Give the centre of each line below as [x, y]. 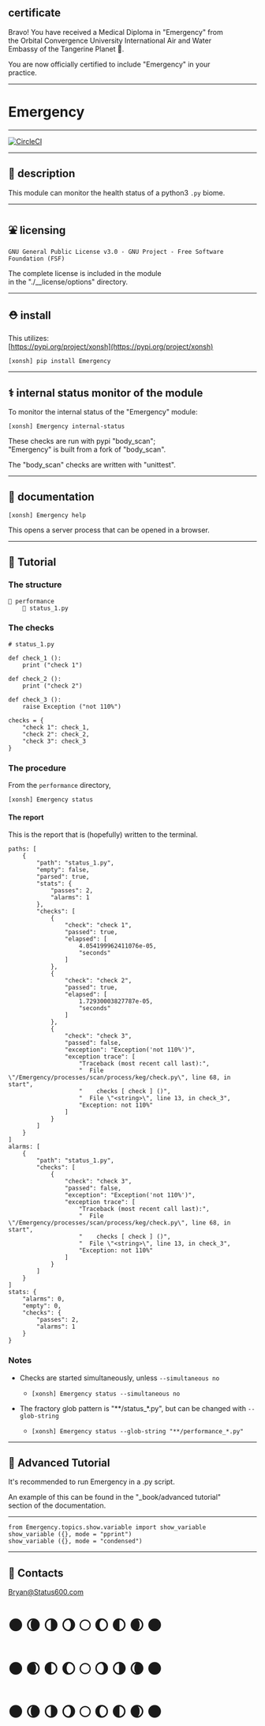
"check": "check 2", [98, 981]
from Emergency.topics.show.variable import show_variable [107, 1527]
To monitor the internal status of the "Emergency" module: [103, 412]
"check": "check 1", [98, 925]
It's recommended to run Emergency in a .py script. [91, 1482]
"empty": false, [63, 870]
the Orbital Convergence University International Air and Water [110, 40]
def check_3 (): [35, 699]
